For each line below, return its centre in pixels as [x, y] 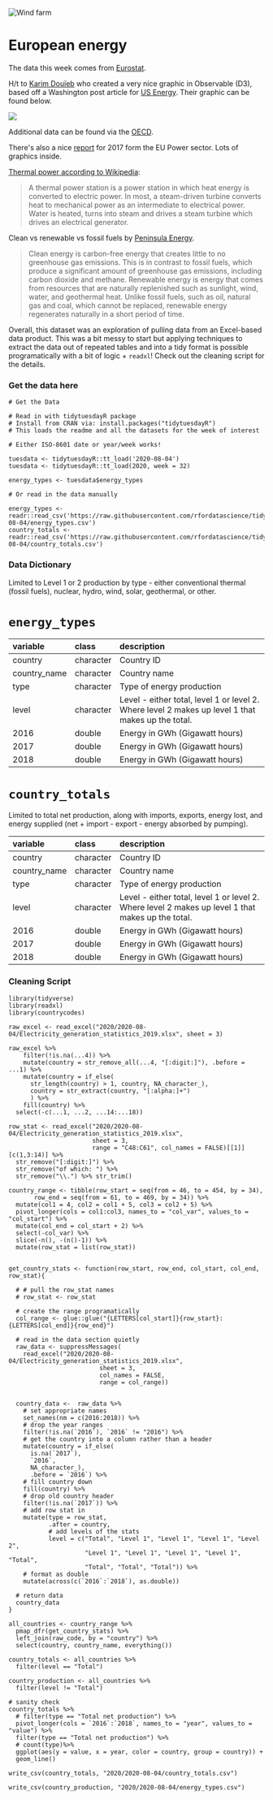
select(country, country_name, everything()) [94, 1645]
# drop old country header [69, 1496]
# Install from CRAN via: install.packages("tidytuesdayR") [113, 424]
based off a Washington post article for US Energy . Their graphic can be [129, 92]
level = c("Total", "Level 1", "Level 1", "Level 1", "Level [154, 1538]
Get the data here [43, 385]
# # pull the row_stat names [65, 1290]
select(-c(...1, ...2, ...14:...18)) [80, 1112]
